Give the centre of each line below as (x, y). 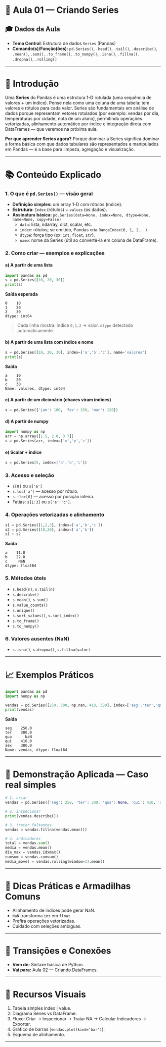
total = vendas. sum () (27, 843)
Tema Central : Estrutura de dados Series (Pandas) (64, 43)
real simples (31, 785)
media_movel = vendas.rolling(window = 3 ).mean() (55, 861)
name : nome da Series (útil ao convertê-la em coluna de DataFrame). (89, 240)
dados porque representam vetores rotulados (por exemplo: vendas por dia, (82, 113)
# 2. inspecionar (23, 812)
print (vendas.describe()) (32, 816)
